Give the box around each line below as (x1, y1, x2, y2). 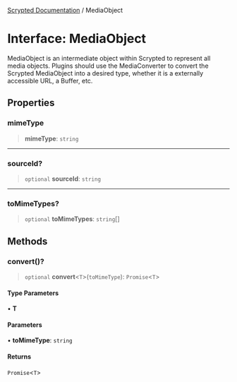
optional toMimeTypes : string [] (24, 215, 120, 223)
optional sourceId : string (24, 174, 101, 183)
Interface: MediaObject (7, 31, 147, 47)
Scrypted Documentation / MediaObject (7, 6, 123, 14)
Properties (7, 97, 55, 109)
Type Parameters (7, 289, 59, 297)
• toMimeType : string (7, 336, 73, 345)
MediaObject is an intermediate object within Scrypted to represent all (7, 54, 211, 62)
